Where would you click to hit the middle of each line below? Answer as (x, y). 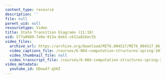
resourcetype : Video (26, 28)
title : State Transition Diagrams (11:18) (49, 32)
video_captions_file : (32, 51)
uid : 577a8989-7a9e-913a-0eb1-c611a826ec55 (51, 37)
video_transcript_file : (34, 60)
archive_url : (23, 46)
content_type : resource (30, 10)
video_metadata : (22, 64)
